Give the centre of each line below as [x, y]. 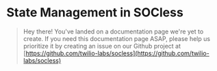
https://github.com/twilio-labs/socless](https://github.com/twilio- [117, 53]
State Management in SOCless [95, 13]
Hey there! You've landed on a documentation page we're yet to [113, 31]
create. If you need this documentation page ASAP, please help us [116, 38]
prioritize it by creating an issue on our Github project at [102, 46]
